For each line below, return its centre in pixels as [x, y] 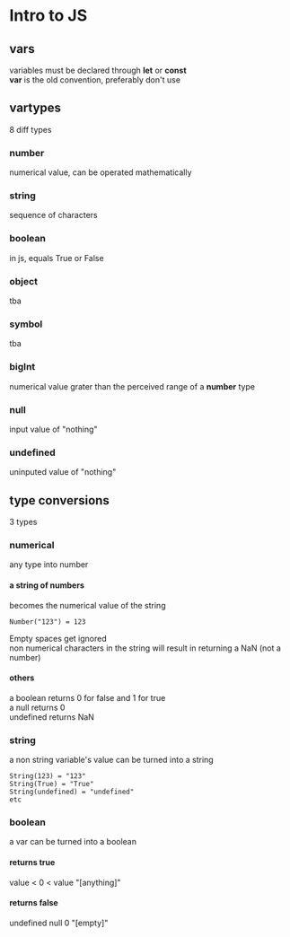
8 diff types [31, 129]
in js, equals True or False [57, 258]
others [22, 678]
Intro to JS [48, 16]
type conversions [59, 500]
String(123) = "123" [48, 776]
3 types [23, 522]
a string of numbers [47, 585]
